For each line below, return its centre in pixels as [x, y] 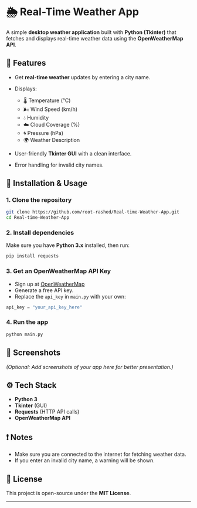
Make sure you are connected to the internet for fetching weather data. [100, 454]
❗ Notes [20, 437]
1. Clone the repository [39, 200]
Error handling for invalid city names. [59, 165]
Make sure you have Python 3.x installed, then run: [68, 245]
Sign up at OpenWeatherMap [50, 284]
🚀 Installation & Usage [47, 183]
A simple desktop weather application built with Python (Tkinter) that [91, 32]
